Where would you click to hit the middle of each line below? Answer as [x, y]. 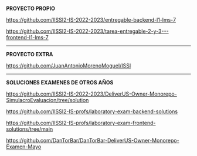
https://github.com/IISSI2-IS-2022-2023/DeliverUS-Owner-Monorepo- [91, 94]
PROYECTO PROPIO [31, 9]
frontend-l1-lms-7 [27, 37]
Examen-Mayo [24, 147]
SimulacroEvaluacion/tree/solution [47, 100]
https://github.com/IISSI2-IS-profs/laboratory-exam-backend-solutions [92, 111]
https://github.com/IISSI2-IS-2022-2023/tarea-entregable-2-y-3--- [87, 31]
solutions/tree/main [30, 129]
